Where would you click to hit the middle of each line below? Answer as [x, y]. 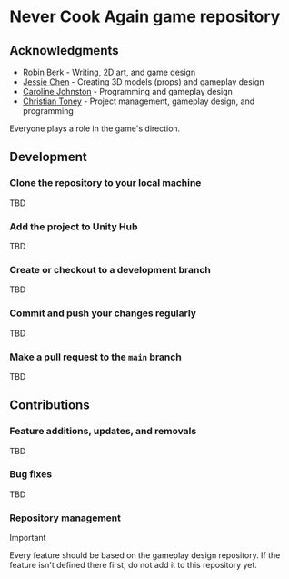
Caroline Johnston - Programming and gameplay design [128, 91]
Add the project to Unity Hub [74, 227]
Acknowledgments [65, 51]
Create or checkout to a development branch [110, 269]
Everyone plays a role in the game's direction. [95, 128]
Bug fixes [31, 474]
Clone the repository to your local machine [105, 183]
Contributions [50, 406]
